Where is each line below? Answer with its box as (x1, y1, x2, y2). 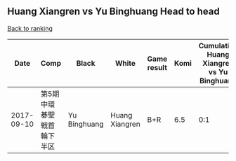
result (147, 62, 167, 72)
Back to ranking (7, 24, 53, 32)
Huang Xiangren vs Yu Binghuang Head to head (7, 6, 220, 17)
